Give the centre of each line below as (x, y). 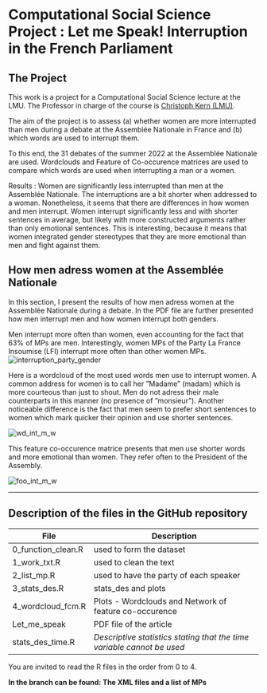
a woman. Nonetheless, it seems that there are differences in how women (129, 203)
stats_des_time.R (44, 642)
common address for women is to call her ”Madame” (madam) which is (124, 384)
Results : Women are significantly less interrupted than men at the (116, 186)
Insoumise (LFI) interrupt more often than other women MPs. (107, 351)
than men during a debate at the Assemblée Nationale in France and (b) (125, 130)
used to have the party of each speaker (167, 575)
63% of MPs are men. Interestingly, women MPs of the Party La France (124, 343)
